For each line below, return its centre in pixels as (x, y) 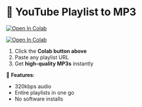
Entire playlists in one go (44, 92)
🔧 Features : (20, 75)
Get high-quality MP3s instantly (54, 63)
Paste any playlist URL (42, 57)
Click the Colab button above (51, 51)
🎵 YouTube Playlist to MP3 (71, 12)
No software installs (39, 99)
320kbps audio (33, 86)
